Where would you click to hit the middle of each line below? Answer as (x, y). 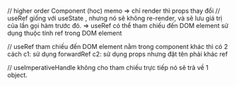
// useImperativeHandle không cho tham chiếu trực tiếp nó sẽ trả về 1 (108, 67)
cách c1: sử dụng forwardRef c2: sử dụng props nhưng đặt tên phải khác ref (118, 54)
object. (18, 75)
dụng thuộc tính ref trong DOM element (65, 33)
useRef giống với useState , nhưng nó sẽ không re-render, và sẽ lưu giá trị (115, 18)
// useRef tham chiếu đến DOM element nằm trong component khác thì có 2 (118, 46)
